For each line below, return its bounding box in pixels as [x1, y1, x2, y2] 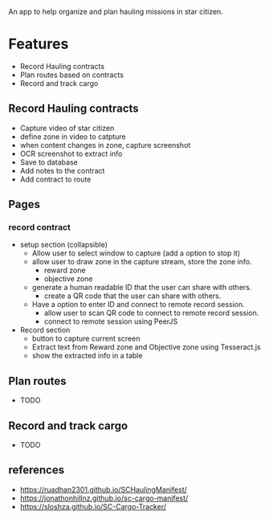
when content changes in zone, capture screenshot [19, 140, 191, 149]
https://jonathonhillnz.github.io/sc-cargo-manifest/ [19, 493, 189, 503]
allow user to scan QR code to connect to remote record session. [43, 309, 259, 318]
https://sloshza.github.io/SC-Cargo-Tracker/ [19, 501, 167, 511]
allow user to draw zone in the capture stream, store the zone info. [31, 257, 252, 267]
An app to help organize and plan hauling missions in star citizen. [8, 7, 223, 16]
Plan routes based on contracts [19, 70, 124, 80]
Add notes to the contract [19, 166, 105, 175]
